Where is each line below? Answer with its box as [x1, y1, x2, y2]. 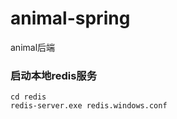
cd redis [10, 92, 47, 102]
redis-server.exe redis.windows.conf [10, 101, 168, 111]
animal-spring [10, 7, 131, 30]
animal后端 [10, 41, 56, 53]
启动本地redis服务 [10, 68, 98, 82]
